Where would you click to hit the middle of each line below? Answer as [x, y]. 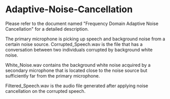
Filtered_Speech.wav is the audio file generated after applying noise [77, 86]
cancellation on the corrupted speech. [45, 91]
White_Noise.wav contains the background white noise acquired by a [78, 65]
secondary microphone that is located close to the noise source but [76, 70]
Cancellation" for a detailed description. [47, 29]
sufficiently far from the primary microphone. [53, 76]
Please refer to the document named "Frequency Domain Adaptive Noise [82, 23]
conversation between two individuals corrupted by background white [79, 49]
